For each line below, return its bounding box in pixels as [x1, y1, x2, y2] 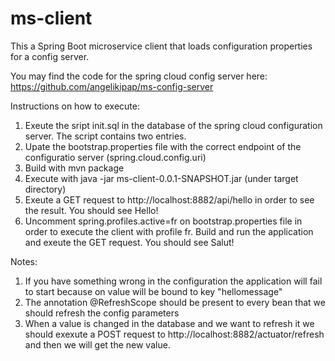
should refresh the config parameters [24, 307, 180, 319]
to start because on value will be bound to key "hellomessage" [24, 285, 283, 297]
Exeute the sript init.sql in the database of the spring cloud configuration [24, 119, 323, 131]
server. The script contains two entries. [24, 130, 187, 142]
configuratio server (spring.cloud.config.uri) [24, 151, 207, 163]
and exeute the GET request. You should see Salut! [24, 236, 235, 248]
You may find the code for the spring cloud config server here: [10, 70, 268, 82]
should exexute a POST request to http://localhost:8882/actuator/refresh [24, 328, 325, 340]
